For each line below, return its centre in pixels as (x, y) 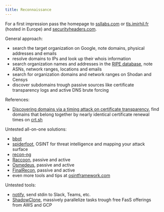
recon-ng (22, 154)
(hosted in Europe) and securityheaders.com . (51, 29)
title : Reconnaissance (28, 10)
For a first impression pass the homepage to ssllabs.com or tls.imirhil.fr (77, 24)
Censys (20, 79)
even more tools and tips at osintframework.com (61, 175)
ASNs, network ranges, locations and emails (57, 69)
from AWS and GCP (32, 205)
